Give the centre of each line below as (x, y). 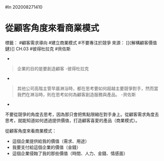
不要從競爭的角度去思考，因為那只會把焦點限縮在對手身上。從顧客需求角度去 (82, 114)
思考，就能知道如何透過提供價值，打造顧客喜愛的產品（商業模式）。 (72, 120)
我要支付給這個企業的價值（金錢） (46, 147)
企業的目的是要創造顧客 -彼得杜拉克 (53, 68)
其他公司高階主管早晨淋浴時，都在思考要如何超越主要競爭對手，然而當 (88, 88)
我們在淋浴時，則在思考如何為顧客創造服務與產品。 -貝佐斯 (76, 94)
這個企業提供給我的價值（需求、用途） (51, 141)
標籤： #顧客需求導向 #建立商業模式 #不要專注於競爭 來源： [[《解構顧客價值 (81, 42)
